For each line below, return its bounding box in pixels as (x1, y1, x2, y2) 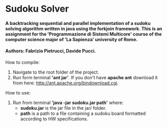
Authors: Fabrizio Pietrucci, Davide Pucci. (5, 48, 96, 54)
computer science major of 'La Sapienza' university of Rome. (5, 36, 138, 42)
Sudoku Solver (5, 3, 69, 15)
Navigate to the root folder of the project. (12, 69, 100, 75)
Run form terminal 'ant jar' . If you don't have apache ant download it (12, 74, 158, 80)
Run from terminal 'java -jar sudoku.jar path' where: (12, 100, 124, 106)
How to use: (5, 89, 31, 96)
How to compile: (5, 59, 40, 65)
